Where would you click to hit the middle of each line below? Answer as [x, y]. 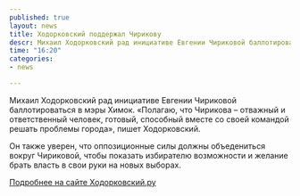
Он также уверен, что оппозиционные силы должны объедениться [137, 146]
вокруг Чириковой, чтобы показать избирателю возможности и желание [149, 155]
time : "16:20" [36, 51]
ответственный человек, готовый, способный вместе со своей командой [149, 119]
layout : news [33, 26]
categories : [31, 59]
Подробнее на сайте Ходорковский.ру [83, 182]
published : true [39, 17]
